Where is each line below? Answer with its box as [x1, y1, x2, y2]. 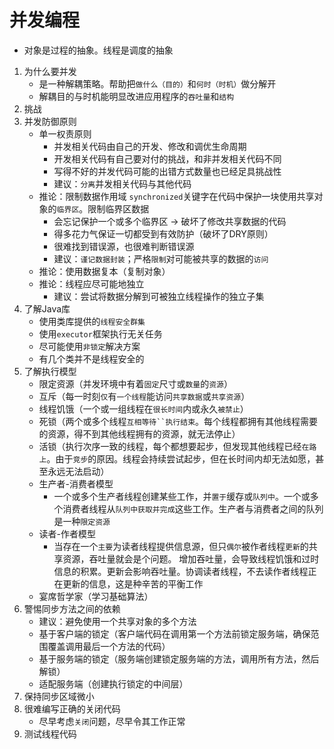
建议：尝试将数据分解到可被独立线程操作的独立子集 [53, 290, 265, 302]
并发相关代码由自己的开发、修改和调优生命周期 [53, 140, 247, 152]
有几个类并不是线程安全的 [38, 352, 145, 365]
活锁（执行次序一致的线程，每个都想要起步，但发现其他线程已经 [38, 440, 302, 452]
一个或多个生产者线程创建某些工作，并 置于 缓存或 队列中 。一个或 [53, 490, 311, 502]
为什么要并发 [23, 65, 77, 77]
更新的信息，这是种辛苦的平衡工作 [62, 577, 204, 590]
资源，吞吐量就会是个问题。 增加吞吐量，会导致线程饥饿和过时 [62, 552, 320, 565]
